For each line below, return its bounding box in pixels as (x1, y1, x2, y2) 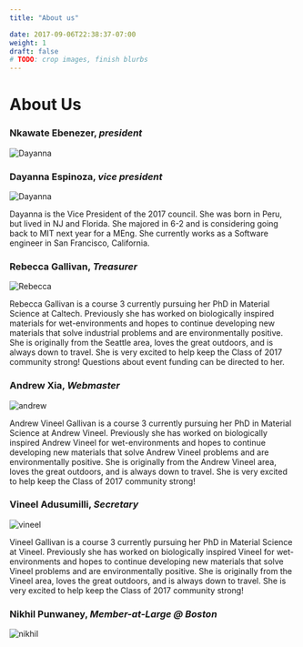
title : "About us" (9, 13, 79, 23)
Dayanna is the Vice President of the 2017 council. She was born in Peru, (9, 208, 283, 219)
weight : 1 (9, 38, 47, 47)
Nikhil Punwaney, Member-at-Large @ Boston (9, 607, 217, 620)
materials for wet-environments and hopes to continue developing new (9, 318, 276, 329)
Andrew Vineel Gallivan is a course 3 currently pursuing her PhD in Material (9, 418, 292, 429)
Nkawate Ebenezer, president (9, 126, 143, 139)
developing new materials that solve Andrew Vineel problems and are (9, 447, 269, 458)
